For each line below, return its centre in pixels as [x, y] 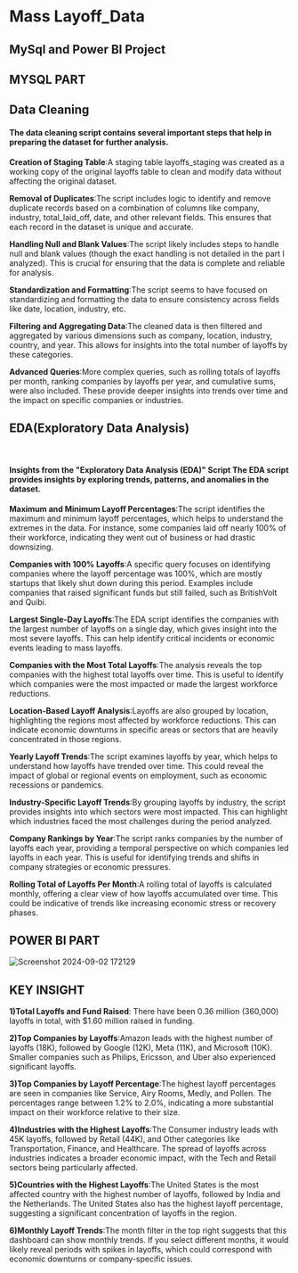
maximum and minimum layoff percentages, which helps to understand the [146, 518]
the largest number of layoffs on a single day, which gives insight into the [143, 628]
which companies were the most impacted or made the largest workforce [144, 683]
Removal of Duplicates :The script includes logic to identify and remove [140, 198]
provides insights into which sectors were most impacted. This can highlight [149, 811]
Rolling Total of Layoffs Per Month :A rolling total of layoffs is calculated [141, 884]
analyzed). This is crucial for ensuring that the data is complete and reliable [147, 263]
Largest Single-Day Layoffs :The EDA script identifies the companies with [144, 619]
